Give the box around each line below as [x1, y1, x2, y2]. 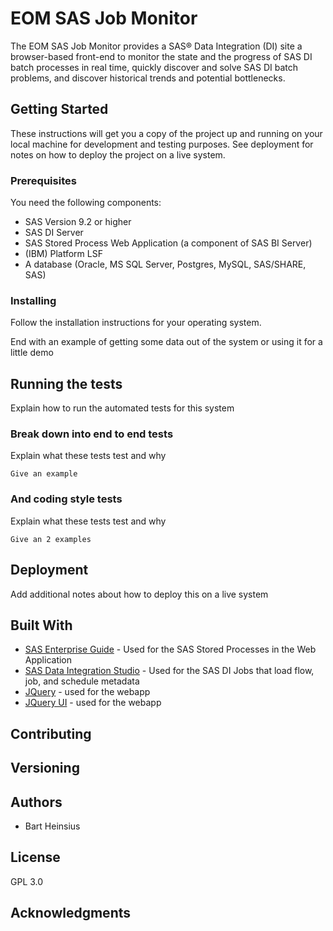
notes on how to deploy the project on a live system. [10, 148, 226, 161]
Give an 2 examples [10, 534, 92, 544]
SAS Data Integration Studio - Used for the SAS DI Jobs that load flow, [24, 665, 315, 677]
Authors [10, 793, 63, 811]
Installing [10, 293, 57, 307]
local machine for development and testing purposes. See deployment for [10, 138, 314, 150]
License [10, 849, 61, 866]
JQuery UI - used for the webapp [24, 697, 162, 709]
